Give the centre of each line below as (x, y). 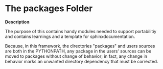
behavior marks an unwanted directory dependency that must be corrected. (81, 61)
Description (17, 22)
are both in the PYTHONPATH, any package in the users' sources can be (78, 51)
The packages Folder (49, 9)
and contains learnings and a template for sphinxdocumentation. (70, 36)
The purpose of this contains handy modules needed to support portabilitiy (81, 31)
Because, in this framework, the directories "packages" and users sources (80, 46)
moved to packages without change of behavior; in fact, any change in (76, 56)
